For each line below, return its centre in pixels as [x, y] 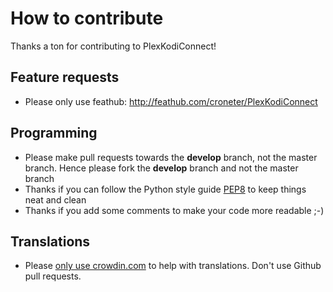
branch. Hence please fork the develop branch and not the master [161, 168]
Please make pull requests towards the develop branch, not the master [171, 157]
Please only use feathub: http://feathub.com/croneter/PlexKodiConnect [171, 101]
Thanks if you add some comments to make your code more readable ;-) [174, 210]
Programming [54, 133]
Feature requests [65, 77]
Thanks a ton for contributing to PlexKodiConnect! [113, 46]
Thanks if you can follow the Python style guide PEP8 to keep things [165, 189]
